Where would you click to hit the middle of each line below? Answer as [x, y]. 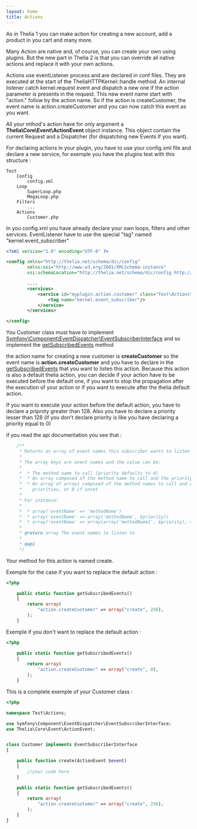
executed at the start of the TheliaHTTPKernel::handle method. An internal [96, 81]
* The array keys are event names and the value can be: [90, 462]
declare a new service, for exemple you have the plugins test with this [90, 154]
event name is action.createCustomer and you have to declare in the [90, 363]
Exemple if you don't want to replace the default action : [74, 632]
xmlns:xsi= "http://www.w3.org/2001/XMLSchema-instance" [97, 268]
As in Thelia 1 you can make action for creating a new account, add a [89, 33]
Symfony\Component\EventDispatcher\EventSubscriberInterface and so [93, 339]
